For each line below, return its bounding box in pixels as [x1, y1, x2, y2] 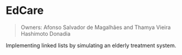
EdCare [5, 4, 44, 18]
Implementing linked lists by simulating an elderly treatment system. [5, 42, 177, 49]
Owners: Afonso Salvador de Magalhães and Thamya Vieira [20, 24, 171, 31]
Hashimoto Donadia [20, 30, 71, 37]
